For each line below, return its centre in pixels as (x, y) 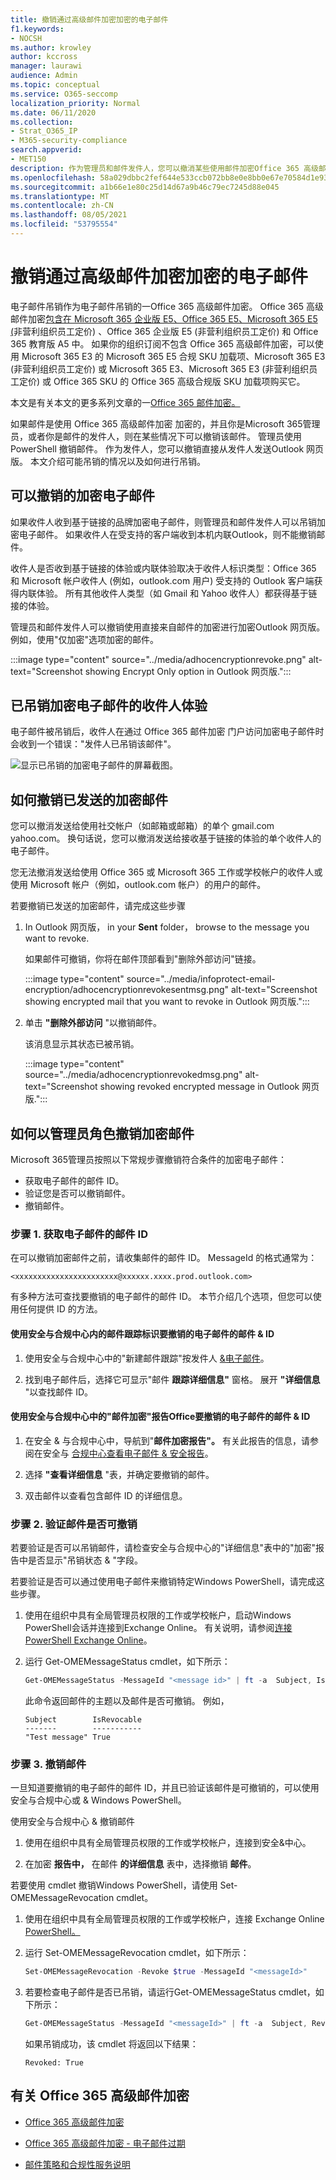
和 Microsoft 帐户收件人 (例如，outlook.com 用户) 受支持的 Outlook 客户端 (162, 580)
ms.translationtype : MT (60, 196)
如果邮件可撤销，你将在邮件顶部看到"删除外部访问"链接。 (143, 959)
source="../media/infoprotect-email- (201, 979)
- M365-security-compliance (69, 141)
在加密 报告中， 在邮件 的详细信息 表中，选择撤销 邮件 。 (140, 1864)
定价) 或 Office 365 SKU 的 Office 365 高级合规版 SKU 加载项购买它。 (162, 381)
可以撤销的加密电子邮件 (82, 496)
